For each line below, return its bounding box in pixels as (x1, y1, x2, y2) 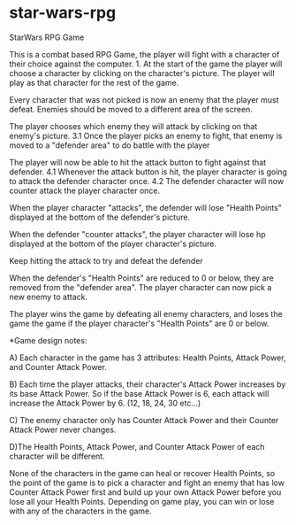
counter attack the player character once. (9, 185, 161, 196)
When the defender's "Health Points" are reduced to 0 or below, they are (9, 273, 274, 283)
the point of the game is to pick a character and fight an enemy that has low (9, 477, 285, 488)
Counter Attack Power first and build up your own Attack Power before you (9, 486, 282, 498)
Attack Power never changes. (9, 424, 117, 435)
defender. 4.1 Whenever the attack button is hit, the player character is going (9, 166, 287, 177)
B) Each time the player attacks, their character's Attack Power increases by (9, 379, 286, 390)
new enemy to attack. (9, 291, 88, 302)
